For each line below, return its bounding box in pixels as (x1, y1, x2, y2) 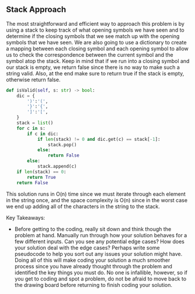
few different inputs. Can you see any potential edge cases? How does (14, 238, 185, 245)
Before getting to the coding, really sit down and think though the (14, 225, 172, 233)
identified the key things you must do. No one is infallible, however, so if (14, 269, 188, 276)
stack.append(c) (37, 164, 77, 170)
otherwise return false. (6, 76, 61, 83)
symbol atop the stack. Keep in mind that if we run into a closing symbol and (6, 57, 190, 64)
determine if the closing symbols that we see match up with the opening (6, 32, 180, 40)
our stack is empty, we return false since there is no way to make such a (6, 64, 180, 71)
